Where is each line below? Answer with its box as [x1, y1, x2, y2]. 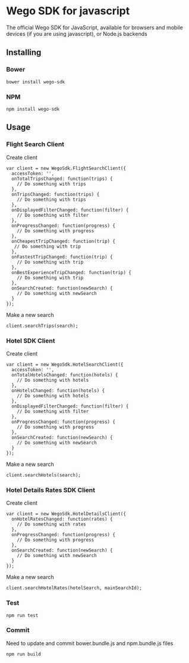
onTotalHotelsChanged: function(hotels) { [11, 372, 118, 378]
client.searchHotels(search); [6, 472, 81, 478]
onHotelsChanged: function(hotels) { [11, 387, 105, 394]
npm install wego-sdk [6, 106, 60, 112]
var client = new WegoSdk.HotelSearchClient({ [6, 362, 124, 368]
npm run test [6, 612, 39, 618]
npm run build [6, 651, 42, 657]
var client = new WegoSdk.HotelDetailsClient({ [6, 511, 127, 517]
